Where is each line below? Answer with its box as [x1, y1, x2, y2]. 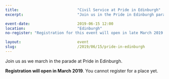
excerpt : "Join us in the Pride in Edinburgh [5, 12, 154, 17]
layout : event [5, 40, 89, 45]
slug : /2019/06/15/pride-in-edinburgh [5, 44, 145, 49]
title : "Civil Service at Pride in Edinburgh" [5, 7, 161, 13]
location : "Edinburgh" [5, 26, 102, 31]
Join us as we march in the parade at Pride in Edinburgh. [5, 58, 123, 64]
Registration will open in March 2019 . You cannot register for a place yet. [5, 67, 158, 73]
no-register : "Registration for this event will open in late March [5, 31, 152, 36]
